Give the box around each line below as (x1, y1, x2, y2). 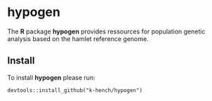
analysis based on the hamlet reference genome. (7, 34, 149, 42)
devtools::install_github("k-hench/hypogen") (7, 86, 143, 94)
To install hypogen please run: (7, 73, 96, 81)
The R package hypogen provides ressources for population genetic (7, 27, 206, 36)
